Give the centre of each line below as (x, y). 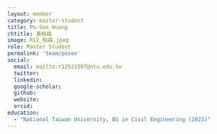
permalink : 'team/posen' (44, 54)
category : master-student (45, 21)
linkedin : (28, 80)
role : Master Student (39, 47)
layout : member (30, 14)
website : (27, 100)
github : (25, 93)
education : (23, 113)
